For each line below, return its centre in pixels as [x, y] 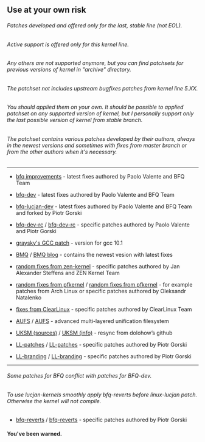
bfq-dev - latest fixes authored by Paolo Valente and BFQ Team [95, 194]
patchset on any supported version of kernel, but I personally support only [100, 114]
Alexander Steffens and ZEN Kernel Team [68, 273]
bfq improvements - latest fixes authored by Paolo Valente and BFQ [100, 176]
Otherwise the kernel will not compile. [54, 401]
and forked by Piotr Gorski [49, 212]
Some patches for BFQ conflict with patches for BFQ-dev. [79, 376]
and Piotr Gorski [36, 231]
